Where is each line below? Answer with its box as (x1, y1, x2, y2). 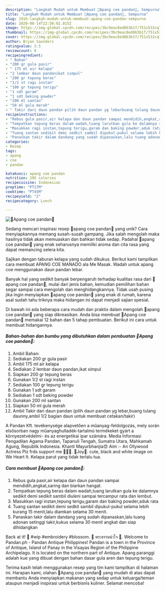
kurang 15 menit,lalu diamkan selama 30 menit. (12, 509, 108, 515)
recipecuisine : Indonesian (5, 180, 61, 185)
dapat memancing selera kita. (5, 246, 66, 253)
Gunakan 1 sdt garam (12, 387, 56, 393)
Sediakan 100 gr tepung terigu (12, 382, 74, 388)
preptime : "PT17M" (5, 185, 43, 190)
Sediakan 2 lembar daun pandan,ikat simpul (12, 366, 101, 372)
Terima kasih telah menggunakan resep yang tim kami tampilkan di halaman (5, 565, 159, 570)
